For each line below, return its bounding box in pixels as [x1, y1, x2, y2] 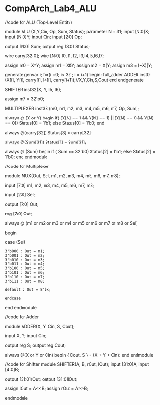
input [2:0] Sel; [5, 191, 35, 197]
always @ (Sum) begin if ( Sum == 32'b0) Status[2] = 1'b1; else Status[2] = [5, 148, 156, 154]
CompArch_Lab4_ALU [5, 3, 97, 14]
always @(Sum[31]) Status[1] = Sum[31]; [5, 139, 87, 145]
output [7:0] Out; [5, 201, 39, 207]
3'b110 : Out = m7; [5, 274, 45, 279]
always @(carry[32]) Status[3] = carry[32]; [5, 129, 92, 135]
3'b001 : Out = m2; [5, 253, 45, 258]
